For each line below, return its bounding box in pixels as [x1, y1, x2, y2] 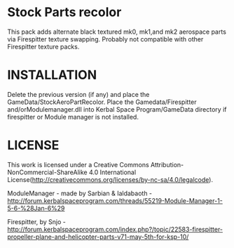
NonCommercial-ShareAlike [7, 168, 88, 176]
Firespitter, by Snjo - [7, 217, 67, 226]
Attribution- [150, 160, 184, 169]
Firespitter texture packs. [7, 42, 80, 51]
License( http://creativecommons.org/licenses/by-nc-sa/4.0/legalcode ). [7, 175, 214, 183]
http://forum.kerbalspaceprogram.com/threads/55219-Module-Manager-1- [7, 196, 223, 204]
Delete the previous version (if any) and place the [7, 90, 150, 98]
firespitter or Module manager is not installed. [7, 112, 139, 121]
